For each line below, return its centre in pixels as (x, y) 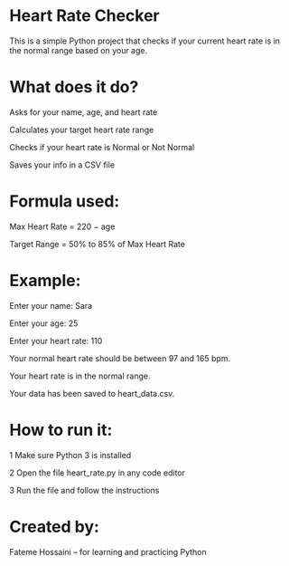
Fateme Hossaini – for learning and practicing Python (108, 552)
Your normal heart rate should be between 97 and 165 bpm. (120, 358)
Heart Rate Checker (84, 16)
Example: (45, 281)
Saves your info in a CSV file (62, 165)
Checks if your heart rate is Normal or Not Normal (102, 147)
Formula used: (65, 201)
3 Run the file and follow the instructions (84, 490)
